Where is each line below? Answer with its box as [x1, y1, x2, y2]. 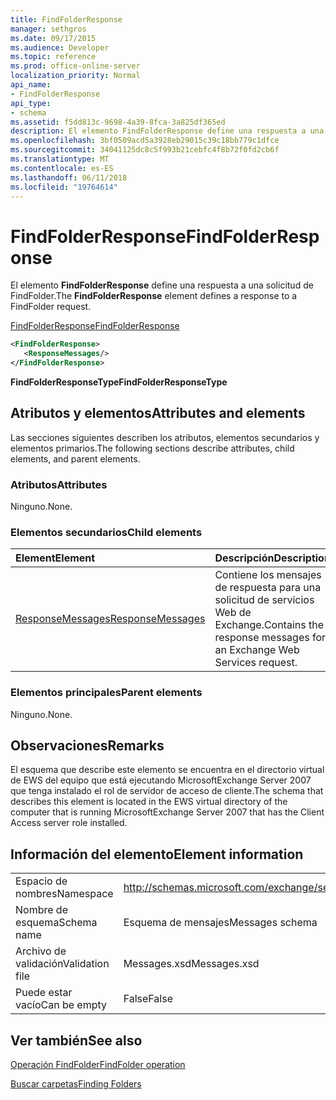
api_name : [10, 80, 52, 90]
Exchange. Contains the [214, 618, 324, 632]
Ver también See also [10, 1032, 143, 1049]
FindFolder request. [10, 301, 92, 313]
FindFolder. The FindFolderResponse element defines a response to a [10, 290, 298, 302]
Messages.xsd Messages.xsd [123, 957, 260, 971]
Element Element [15, 551, 96, 565]
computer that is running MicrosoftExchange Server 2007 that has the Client [10, 806, 325, 818]
